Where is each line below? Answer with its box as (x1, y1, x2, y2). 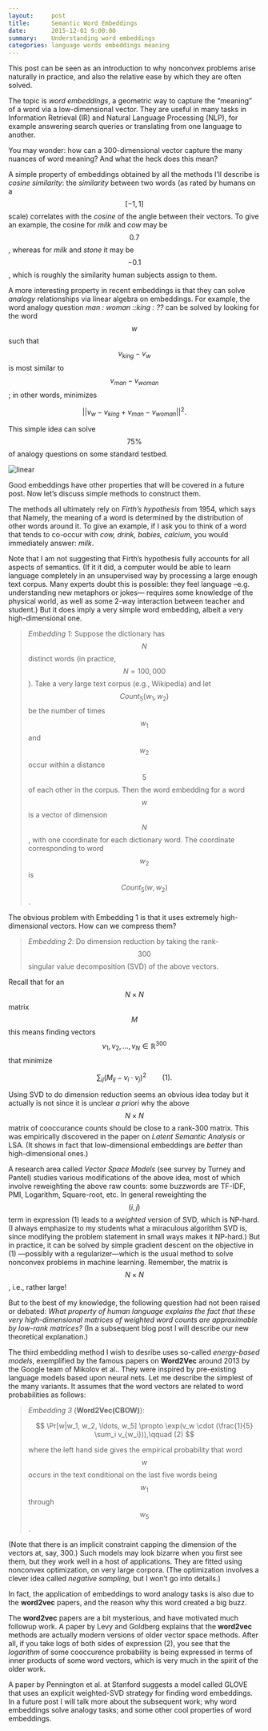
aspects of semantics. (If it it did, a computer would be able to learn (8, 562, 231, 572)
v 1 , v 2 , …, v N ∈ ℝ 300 (102, 1040, 167, 1053)
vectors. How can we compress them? (50, 922, 177, 931)
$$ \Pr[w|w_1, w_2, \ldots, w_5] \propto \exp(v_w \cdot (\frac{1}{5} (35, 1421, 254, 1431)
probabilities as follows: (8, 1390, 86, 1400)
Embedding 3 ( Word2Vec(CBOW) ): (27, 1406, 146, 1416)
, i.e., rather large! (8, 1283, 66, 1292)
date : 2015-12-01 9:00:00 (8, 26, 116, 34)
